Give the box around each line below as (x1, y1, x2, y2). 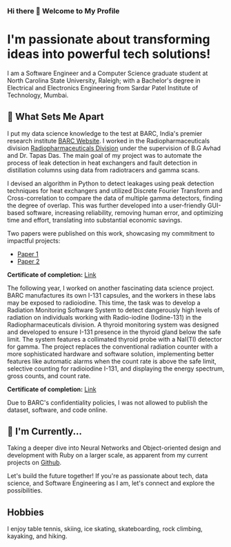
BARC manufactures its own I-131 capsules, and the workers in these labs (7, 291, 216, 299)
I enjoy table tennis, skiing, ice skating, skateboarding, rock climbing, (7, 525, 203, 533)
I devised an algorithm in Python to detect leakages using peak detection (7, 179, 214, 187)
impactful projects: (7, 236, 61, 245)
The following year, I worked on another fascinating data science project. (7, 284, 215, 292)
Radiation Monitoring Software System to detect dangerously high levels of (7, 306, 220, 314)
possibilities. (7, 486, 43, 495)
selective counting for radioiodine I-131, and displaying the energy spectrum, (7, 364, 225, 373)
